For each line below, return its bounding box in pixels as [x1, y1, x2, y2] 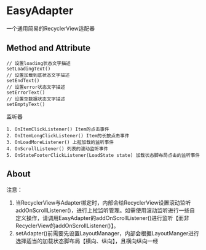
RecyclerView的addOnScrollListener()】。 [15, 222, 119, 229]
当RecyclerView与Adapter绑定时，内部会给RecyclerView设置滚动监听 [15, 199, 191, 206]
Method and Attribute [6, 43, 91, 53]
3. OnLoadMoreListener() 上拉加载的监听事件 [6, 139, 114, 145]
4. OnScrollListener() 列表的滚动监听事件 [6, 145, 109, 152]
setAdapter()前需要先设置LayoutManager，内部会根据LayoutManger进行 [15, 229, 199, 237]
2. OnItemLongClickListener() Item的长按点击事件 [6, 132, 130, 138]
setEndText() [6, 77, 40, 83]
